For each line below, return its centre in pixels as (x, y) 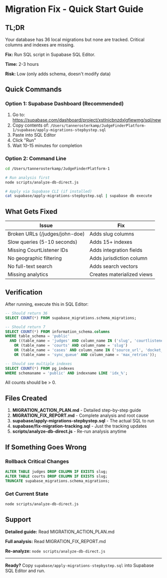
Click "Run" (24, 140)
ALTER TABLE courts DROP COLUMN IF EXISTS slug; (56, 476)
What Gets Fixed (31, 211)
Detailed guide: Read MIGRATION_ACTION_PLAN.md (60, 532)
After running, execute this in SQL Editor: (47, 304)
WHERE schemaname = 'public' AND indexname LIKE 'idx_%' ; (66, 373)
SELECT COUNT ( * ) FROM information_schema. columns (58, 332)
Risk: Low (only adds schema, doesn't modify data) (58, 74)
